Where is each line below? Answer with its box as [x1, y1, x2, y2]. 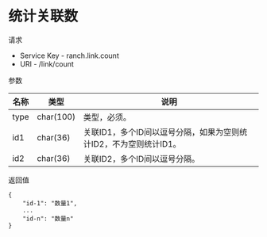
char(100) [37, 111, 75, 122]
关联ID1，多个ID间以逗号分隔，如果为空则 [83, 126, 240, 137]
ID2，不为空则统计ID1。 [91, 138, 181, 149]
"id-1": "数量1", [22, 199, 78, 207]
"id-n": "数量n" [22, 215, 74, 223]
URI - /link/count [19, 59, 74, 68]
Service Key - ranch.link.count [19, 51, 119, 60]
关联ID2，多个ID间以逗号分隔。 [83, 153, 200, 164]
